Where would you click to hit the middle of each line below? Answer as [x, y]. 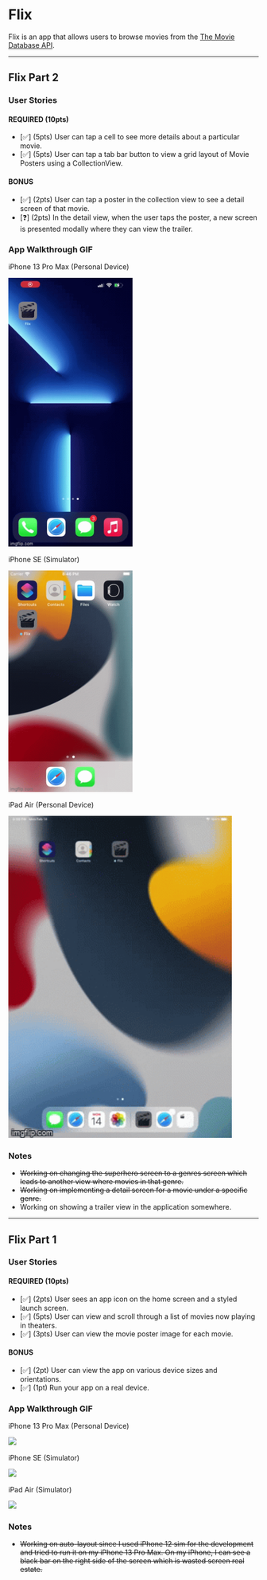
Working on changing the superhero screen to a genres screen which [133, 1173]
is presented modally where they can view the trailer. [106, 229]
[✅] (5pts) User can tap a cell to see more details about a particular [130, 137]
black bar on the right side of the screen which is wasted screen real [132, 1561]
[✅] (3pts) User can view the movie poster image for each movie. [126, 1334]
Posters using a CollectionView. [71, 163]
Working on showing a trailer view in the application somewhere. [126, 1207]
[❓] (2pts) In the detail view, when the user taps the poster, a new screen [138, 217]
